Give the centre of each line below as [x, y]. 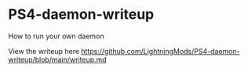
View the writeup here [44, 51]
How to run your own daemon [56, 36]
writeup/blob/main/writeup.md [58, 59]
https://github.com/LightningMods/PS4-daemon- [161, 51]
